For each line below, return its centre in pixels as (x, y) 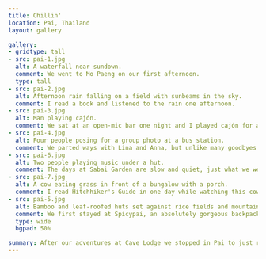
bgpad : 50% (33, 229)
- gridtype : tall (37, 52)
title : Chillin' (35, 15)
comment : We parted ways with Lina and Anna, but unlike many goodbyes (136, 147)
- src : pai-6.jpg (37, 155)
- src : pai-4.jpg (37, 133)
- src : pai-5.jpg (37, 199)
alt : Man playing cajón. (56, 118)
